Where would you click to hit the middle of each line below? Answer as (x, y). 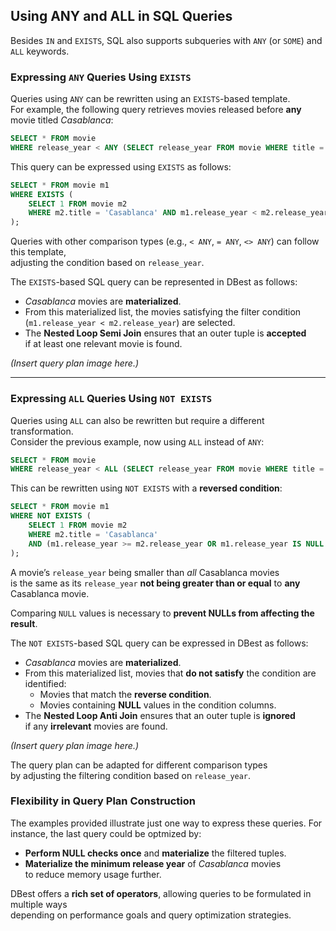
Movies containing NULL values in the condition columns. (158, 705)
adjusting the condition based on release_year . (107, 263)
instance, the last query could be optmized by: (106, 833)
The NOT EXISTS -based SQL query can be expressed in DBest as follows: (159, 643)
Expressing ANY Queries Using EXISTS (101, 77)
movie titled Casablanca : (62, 120)
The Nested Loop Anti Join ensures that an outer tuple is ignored (160, 715)
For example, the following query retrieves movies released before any (156, 110)
